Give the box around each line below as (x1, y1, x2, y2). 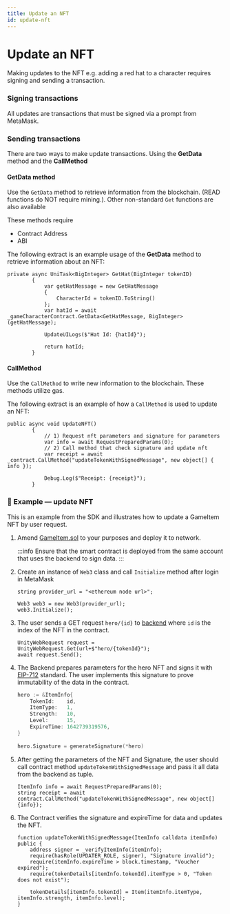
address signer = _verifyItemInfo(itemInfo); (30, 846, 163, 853)
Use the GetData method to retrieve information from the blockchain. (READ (7, 188, 220, 197)
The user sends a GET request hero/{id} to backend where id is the (17, 619, 211, 627)
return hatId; (43, 343, 85, 351)
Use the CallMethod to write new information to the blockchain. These (7, 379, 205, 387)
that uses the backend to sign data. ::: (17, 554, 125, 563)
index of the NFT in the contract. (17, 625, 110, 634)
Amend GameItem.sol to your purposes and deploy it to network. (17, 533, 201, 542)
